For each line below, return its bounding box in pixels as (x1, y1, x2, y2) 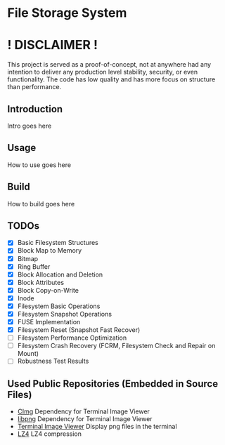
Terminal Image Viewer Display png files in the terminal (17, 423, 177, 431)
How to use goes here (7, 160, 72, 169)
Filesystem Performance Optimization (17, 333, 127, 342)
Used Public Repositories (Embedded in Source (7, 378, 219, 390)
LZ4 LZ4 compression (17, 430, 82, 438)
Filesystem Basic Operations (17, 302, 101, 310)
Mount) (17, 350, 39, 358)
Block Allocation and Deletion (17, 270, 103, 279)
